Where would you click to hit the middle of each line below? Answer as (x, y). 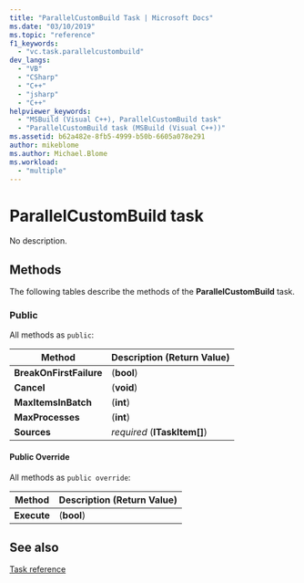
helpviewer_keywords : (51, 111)
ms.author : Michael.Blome (58, 153)
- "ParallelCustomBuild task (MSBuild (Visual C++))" (122, 129)
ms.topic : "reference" (52, 35)
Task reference (38, 569)
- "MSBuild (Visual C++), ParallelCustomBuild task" (120, 120)
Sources (33, 432)
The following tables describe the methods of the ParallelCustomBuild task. (152, 292)
